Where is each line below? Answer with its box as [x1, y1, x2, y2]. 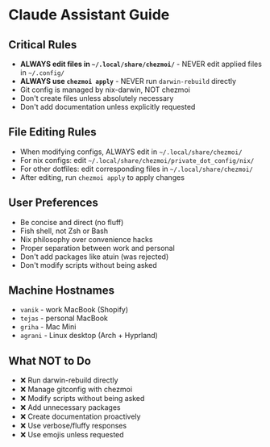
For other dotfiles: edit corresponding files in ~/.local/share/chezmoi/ [19, 164, 254, 173]
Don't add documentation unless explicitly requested [19, 102, 196, 111]
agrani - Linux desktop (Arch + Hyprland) [19, 331, 159, 340]
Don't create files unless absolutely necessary [19, 94, 174, 102]
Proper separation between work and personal [19, 243, 175, 253]
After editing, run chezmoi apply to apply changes [19, 172, 185, 182]
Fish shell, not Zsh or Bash [19, 226, 109, 236]
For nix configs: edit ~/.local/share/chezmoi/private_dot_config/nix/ [19, 155, 255, 165]
